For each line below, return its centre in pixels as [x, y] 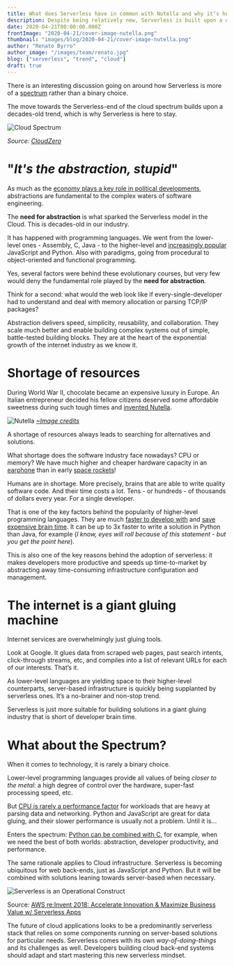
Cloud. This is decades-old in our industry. [68, 224]
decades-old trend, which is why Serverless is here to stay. [92, 114]
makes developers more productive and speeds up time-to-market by [107, 562]
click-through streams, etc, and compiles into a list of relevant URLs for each [117, 661]
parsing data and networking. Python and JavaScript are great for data [109, 814]
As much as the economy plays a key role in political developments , [104, 188]
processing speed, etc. [40, 793]
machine [33, 620]
